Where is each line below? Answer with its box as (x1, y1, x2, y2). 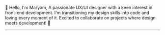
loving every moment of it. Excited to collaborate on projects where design (5, 15, 156, 20)
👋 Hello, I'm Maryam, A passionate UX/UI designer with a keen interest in (5, 5, 153, 10)
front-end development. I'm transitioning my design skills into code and (5, 10, 150, 16)
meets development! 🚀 (5, 20, 51, 26)
